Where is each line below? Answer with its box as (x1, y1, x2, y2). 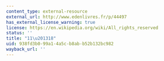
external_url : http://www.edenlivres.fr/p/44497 (6, 14, 127, 20)
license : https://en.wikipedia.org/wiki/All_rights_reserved (6, 24, 159, 31)
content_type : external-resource (6, 8, 88, 15)
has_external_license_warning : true (6, 19, 95, 25)
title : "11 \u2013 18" (6, 35, 57, 41)
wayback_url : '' (6, 46, 46, 52)
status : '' (6, 30, 33, 36)
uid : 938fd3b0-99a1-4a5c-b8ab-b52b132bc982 (6, 41, 114, 47)
